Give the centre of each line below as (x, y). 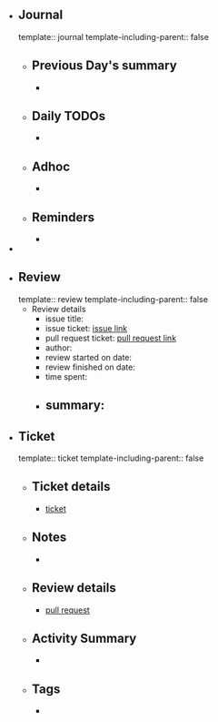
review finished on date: (90, 367)
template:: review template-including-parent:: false (113, 299)
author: (59, 347)
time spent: (66, 376)
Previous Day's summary (104, 66)
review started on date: (89, 357)
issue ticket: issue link (86, 328)
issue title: (64, 319)
